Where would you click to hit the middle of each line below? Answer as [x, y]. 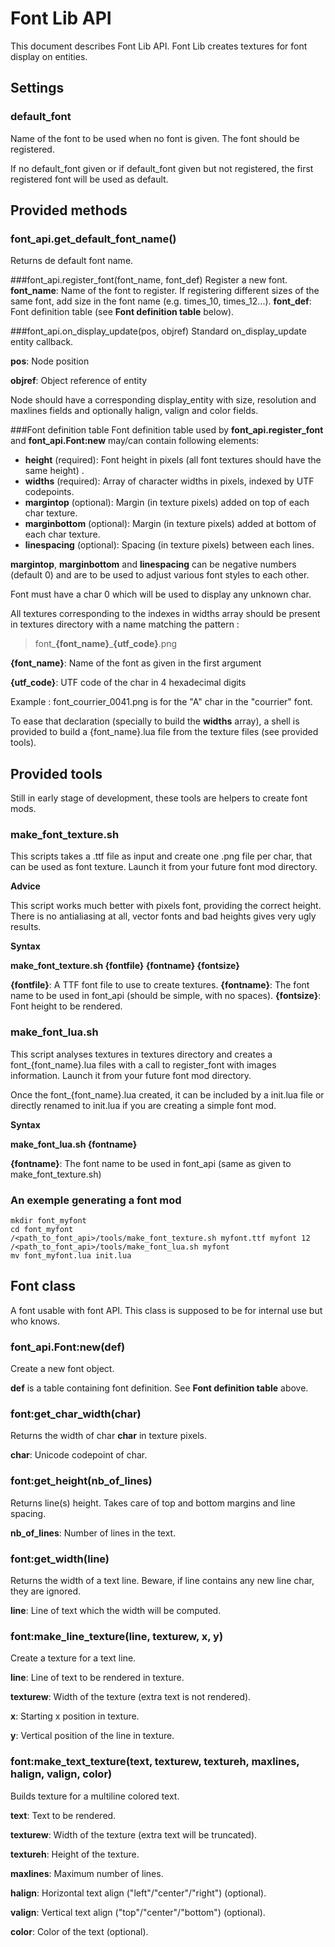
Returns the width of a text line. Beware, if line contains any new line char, [162, 1581]
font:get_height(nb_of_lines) [81, 1481]
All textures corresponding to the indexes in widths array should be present [165, 614]
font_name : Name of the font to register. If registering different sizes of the [165, 291]
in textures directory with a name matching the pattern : [125, 624]
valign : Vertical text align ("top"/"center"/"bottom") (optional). [138, 1912]
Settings [37, 88]
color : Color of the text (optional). [79, 1931]
